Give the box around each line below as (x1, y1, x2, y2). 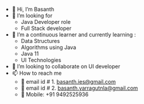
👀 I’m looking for (11, 12, 53, 19)
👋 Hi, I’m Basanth (11, 6, 55, 13)
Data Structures (20, 38, 60, 44)
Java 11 (20, 50, 39, 57)
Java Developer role (20, 19, 71, 25)
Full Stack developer (20, 25, 72, 32)
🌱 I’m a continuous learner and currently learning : (11, 31, 136, 38)
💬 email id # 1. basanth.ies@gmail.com (20, 78, 116, 85)
